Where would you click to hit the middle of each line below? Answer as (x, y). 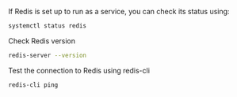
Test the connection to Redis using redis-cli (79, 70)
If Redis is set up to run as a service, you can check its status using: (119, 11)
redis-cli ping (33, 85)
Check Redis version (42, 41)
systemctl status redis (48, 26)
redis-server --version (48, 55)
